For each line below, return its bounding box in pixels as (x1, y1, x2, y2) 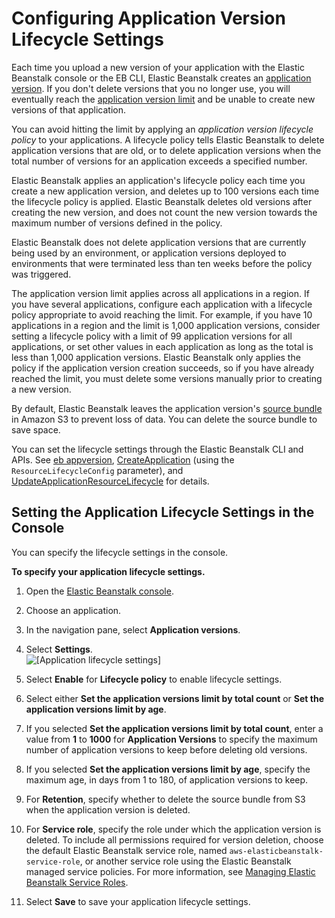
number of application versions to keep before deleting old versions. (25, 743, 308, 756)
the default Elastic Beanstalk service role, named (25, 844, 228, 856)
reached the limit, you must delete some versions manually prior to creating (11, 372, 323, 384)
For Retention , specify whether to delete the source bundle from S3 (25, 793, 306, 805)
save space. (11, 423, 61, 436)
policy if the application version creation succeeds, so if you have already (11, 362, 315, 374)
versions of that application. (11, 103, 127, 116)
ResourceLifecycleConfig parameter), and (11, 464, 184, 476)
